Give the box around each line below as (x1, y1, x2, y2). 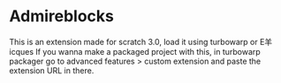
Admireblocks (9, 6, 115, 26)
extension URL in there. (9, 64, 95, 76)
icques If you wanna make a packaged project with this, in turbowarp (9, 46, 261, 57)
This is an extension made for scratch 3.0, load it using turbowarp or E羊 (9, 36, 273, 47)
